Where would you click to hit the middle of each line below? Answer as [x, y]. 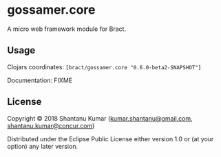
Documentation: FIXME [40, 80]
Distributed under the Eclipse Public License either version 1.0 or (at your [110, 138]
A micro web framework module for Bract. [66, 29]
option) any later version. [42, 146]
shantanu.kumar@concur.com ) [51, 125]
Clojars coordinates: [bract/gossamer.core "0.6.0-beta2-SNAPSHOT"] [104, 67]
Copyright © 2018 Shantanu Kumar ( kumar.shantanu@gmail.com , [100, 118]
